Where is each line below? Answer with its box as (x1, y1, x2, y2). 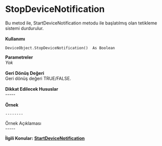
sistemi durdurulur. (5, 25, 44, 31)
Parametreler (5, 54, 33, 60)
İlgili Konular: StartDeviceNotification (5, 135, 85, 141)
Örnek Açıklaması (5, 120, 41, 126)
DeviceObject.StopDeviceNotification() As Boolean (5, 45, 115, 50)
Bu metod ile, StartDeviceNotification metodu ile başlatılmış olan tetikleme (5, 20, 157, 26)
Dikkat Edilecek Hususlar (5, 86, 58, 92)
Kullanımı (5, 36, 25, 42)
